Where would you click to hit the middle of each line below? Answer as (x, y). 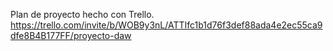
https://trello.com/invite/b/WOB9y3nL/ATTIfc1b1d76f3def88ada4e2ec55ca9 (166, 25)
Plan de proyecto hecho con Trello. (82, 14)
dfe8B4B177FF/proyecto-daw (71, 35)
